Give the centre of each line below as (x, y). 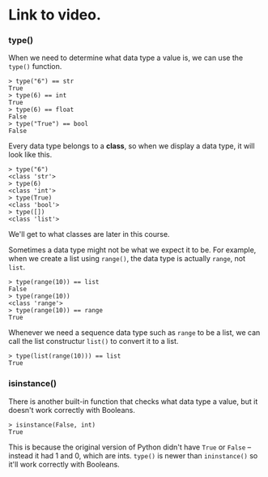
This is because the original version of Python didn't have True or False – (130, 447)
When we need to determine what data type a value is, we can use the (126, 58)
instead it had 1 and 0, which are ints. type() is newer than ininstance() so (133, 455)
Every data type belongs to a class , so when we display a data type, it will (132, 146)
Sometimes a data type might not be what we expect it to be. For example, (132, 250)
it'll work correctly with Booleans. (64, 464)
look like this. (30, 155)
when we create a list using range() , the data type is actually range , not (127, 259)
